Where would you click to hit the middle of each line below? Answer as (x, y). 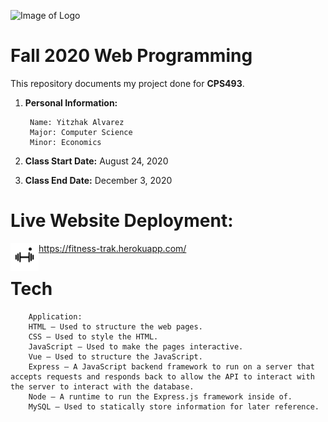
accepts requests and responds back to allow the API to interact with (162, 376)
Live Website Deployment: (122, 221)
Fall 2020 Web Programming (131, 56)
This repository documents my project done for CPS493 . (127, 83)
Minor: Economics (65, 142)
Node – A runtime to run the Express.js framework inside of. (160, 396)
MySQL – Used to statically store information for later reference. (174, 406)
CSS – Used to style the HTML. (93, 336)
